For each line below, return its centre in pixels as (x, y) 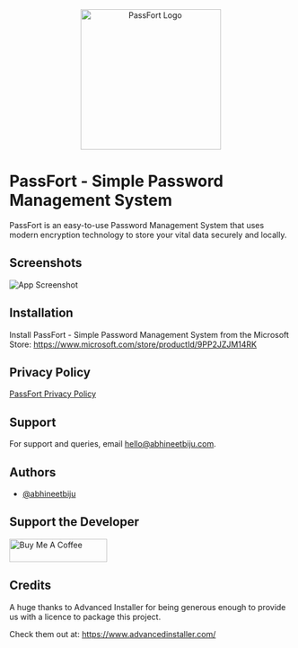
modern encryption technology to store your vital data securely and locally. (148, 235)
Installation (41, 313)
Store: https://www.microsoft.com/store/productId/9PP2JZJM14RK (133, 344)
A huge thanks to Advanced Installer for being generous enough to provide (148, 607)
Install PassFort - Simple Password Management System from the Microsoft (149, 334)
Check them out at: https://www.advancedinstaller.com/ (113, 634)
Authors (33, 472)
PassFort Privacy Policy (53, 394)
